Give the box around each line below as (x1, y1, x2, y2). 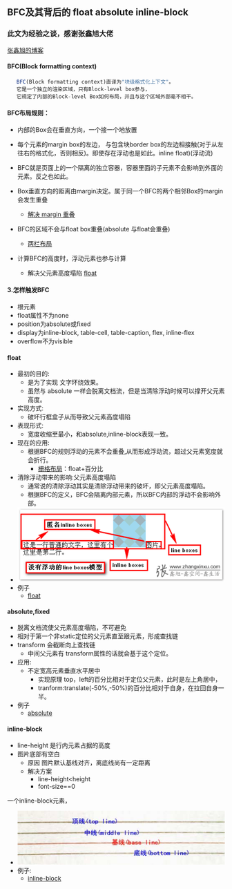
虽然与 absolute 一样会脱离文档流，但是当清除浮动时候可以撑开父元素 (27, 387, 225, 395)
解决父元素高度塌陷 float (27, 269, 97, 277)
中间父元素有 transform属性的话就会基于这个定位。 (27, 649, 173, 658)
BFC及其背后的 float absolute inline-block (7, 6, 188, 19)
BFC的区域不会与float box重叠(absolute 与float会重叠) (17, 224, 171, 233)
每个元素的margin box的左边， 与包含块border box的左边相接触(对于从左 (17, 140, 224, 149)
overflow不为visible (17, 337, 73, 345)
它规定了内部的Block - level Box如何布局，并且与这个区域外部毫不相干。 (16, 93, 197, 100)
